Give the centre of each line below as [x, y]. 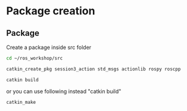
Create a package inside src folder [49, 47]
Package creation [51, 11]
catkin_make [21, 102]
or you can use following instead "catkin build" [64, 91]
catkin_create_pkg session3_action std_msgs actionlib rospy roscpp [93, 69]
